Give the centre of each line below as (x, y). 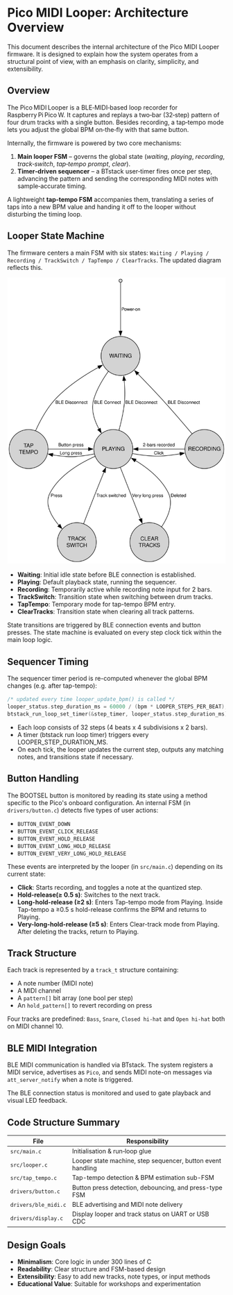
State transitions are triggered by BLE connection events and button (104, 625)
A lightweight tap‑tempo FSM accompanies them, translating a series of (110, 199)
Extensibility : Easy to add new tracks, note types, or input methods (114, 1277)
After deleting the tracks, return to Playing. (78, 931)
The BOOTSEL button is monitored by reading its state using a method (107, 795)
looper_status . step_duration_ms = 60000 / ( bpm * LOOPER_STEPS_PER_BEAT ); (118, 707)
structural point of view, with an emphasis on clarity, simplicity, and (103, 61)
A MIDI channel (39, 991)
